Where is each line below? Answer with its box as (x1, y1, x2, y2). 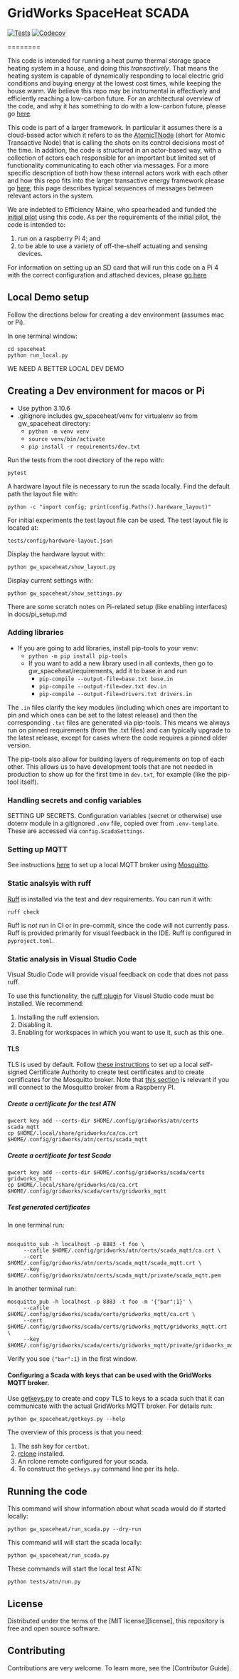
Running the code (7, 1485, 87, 1497)
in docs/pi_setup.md (7, 610, 68, 618)
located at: (7, 523, 39, 532)
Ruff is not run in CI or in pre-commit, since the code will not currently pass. (7, 921, 230, 929)
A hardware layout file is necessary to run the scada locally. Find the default (7, 481, 230, 490)
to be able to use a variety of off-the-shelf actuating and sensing (17, 241, 208, 250)
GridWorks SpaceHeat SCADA (7, 5, 190, 21)
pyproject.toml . (7, 936, 55, 944)
